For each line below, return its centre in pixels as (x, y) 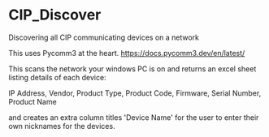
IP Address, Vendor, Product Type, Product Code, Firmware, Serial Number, (135, 93)
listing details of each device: (58, 77)
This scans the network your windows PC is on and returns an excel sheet (132, 68)
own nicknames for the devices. (62, 126)
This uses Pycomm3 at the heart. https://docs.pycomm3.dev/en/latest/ (127, 53)
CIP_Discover (55, 15)
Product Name (33, 101)
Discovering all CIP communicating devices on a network (104, 37)
